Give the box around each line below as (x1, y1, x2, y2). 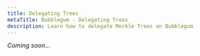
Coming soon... (7, 42, 51, 50)
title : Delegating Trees (7, 10, 79, 17)
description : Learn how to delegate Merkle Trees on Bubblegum (7, 23, 194, 29)
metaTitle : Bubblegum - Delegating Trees (7, 16, 129, 23)
